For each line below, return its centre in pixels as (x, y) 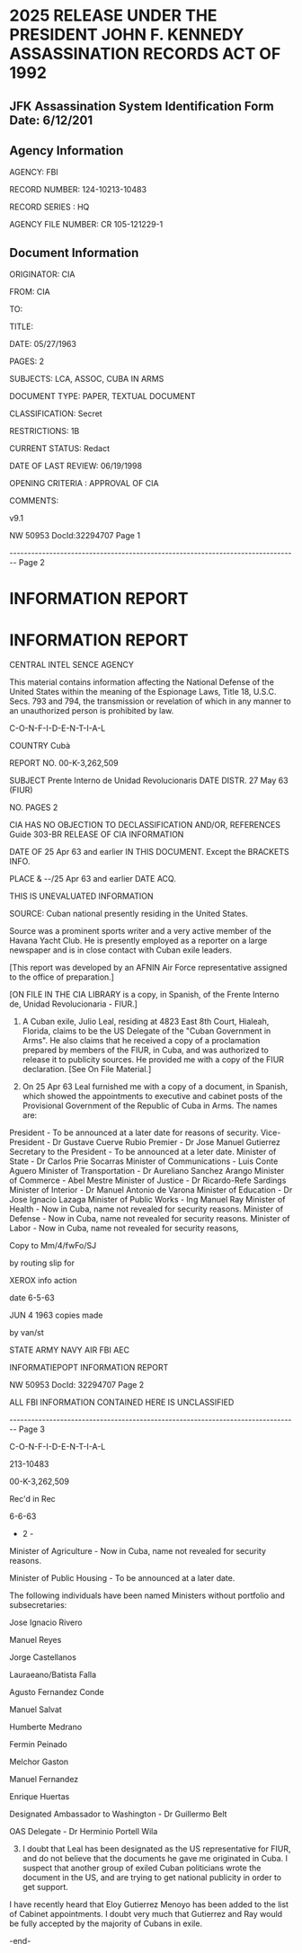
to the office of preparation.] (62, 977)
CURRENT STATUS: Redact (60, 448)
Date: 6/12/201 (51, 120)
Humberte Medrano (46, 1727)
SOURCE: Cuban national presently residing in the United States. (129, 914)
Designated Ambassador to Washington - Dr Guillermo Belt (118, 1814)
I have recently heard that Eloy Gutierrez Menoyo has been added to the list (149, 1904)
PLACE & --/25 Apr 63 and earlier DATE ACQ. (93, 879)
